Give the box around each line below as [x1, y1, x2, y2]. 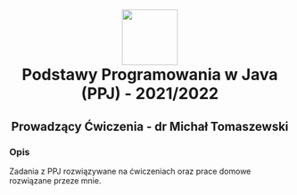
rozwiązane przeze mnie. [9, 175, 102, 186]
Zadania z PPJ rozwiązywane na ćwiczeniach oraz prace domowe [9, 166, 252, 176]
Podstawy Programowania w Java [21, 65, 278, 85]
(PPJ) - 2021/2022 [80, 84, 219, 104]
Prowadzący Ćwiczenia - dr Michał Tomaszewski [11, 118, 289, 134]
